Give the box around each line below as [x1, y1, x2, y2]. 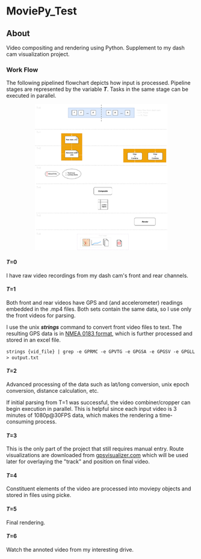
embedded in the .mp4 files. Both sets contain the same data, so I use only [6, 305, 191, 313]
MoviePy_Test [6, 4, 77, 18]
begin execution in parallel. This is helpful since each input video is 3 [6, 405, 177, 412]
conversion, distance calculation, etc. [6, 387, 99, 394]
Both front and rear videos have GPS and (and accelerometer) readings [6, 299, 183, 306]
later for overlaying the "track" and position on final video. [6, 458, 150, 465]
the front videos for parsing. [6, 311, 76, 319]
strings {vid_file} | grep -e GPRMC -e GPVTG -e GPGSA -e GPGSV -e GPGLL [6, 348, 196, 355]
